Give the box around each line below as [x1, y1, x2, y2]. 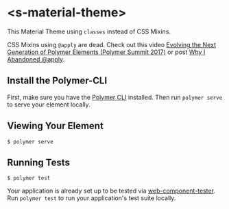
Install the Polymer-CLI [7, 75, 108, 87]
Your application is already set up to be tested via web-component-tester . [7, 186, 216, 195]
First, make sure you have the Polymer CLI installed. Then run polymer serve [7, 93, 223, 101]
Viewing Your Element [7, 120, 104, 132]
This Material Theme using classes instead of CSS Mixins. [7, 27, 171, 36]
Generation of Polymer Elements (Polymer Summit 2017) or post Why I [7, 48, 206, 56]
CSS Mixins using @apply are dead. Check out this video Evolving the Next [7, 40, 216, 48]
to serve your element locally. [7, 100, 91, 109]
